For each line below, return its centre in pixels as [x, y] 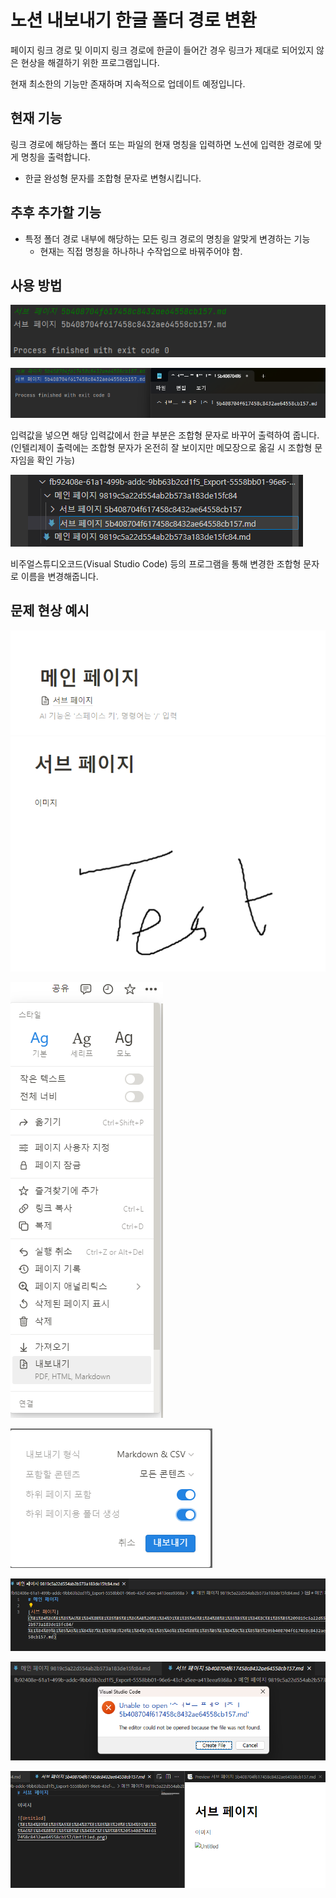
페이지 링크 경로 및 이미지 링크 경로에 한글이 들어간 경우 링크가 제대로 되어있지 [162, 50]
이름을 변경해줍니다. [59, 576]
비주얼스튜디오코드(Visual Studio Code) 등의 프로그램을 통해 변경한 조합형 [156, 563]
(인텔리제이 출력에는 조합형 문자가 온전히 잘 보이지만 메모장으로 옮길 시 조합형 [161, 447]
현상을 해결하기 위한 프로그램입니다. [90, 62]
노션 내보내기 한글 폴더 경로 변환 [133, 20]
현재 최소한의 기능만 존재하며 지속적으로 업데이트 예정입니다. [128, 83]
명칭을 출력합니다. [55, 157]
